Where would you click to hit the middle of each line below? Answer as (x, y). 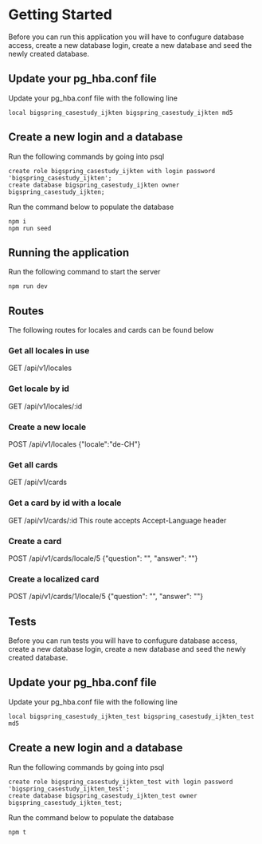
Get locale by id (39, 388)
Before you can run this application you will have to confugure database (126, 37)
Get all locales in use (49, 351)
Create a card (35, 541)
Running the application (69, 252)
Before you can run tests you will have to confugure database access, (123, 641)
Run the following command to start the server (84, 272)
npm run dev (28, 286)
